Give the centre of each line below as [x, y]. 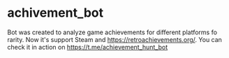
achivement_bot [55, 13]
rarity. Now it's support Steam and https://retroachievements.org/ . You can [114, 39]
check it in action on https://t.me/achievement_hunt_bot [88, 47]
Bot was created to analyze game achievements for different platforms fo [112, 32]
